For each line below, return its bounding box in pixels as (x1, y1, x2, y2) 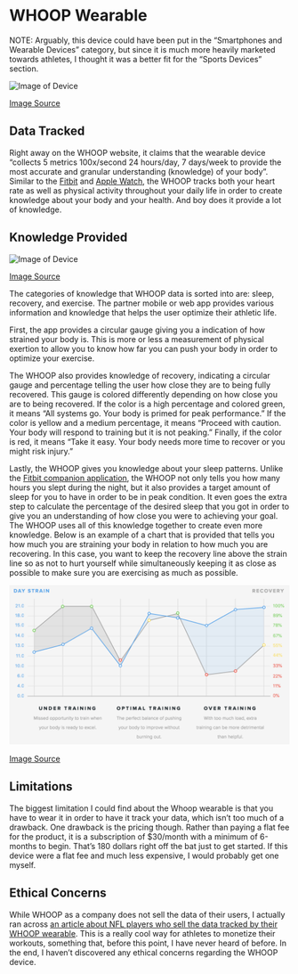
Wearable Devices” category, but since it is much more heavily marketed (9, 44, 276, 54)
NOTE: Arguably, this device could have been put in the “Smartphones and (9, 35, 283, 45)
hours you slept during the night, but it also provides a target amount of (9, 482, 271, 493)
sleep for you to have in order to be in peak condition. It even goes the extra (9, 491, 287, 502)
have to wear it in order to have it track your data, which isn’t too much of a (9, 812, 285, 823)
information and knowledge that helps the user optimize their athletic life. (9, 307, 278, 317)
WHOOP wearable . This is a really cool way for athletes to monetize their (9, 928, 276, 938)
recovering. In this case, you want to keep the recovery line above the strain (9, 548, 287, 559)
